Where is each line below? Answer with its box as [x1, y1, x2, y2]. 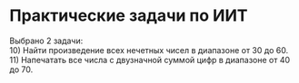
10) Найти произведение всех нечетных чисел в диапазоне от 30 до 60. [9, 44, 289, 55]
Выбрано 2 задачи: [9, 35, 84, 46]
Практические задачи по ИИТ [9, 5, 248, 26]
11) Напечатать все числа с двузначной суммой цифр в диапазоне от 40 [9, 54, 291, 65]
